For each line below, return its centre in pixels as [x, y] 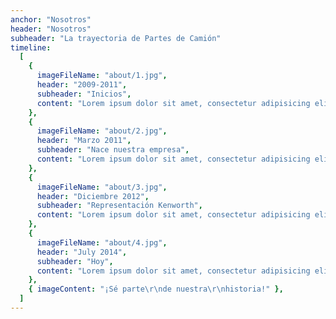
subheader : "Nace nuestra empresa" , [113, 150]
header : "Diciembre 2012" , [93, 196]
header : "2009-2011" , [82, 85]
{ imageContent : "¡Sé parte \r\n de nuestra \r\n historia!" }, [156, 289]
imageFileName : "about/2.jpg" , [102, 131]
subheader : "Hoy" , [75, 261]
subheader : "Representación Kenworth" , [119, 206]
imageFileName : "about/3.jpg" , [102, 187]
